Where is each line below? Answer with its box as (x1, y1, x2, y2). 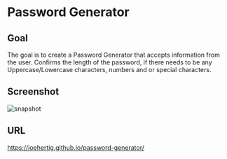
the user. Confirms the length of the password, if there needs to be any (7, 58, 212, 67)
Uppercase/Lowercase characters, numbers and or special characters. (7, 66, 212, 74)
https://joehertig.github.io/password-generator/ (7, 143, 145, 151)
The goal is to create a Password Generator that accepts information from (7, 50, 221, 59)
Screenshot (7, 85, 60, 98)
